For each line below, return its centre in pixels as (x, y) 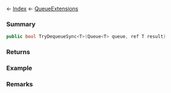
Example (19, 68)
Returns (18, 52)
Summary (21, 24)
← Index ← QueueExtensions (42, 9)
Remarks (20, 84)
